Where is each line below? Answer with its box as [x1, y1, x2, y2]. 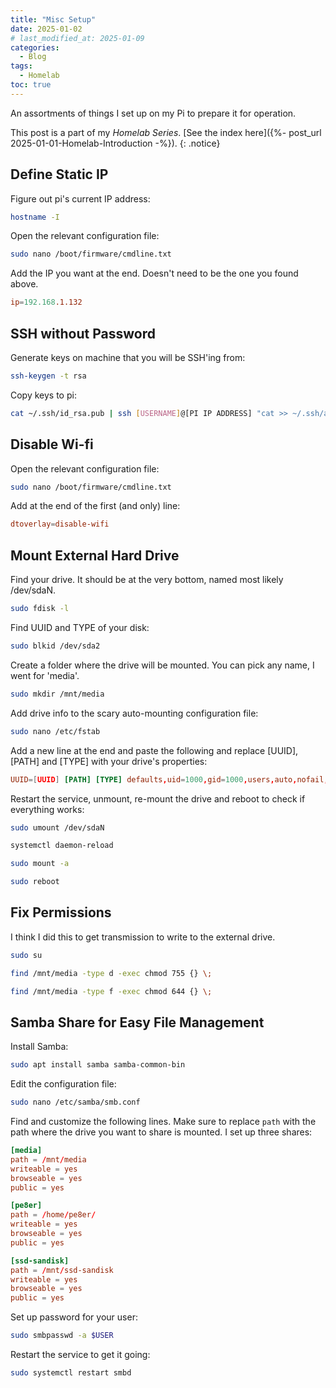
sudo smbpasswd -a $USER [10, 1331, 114, 1341]
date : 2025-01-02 [10, 24, 83, 34]
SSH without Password [10, 325, 156, 342]
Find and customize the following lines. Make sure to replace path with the [10, 1116, 317, 1127]
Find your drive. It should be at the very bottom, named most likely [10, 574, 284, 586]
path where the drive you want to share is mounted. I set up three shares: [10, 1126, 313, 1138]
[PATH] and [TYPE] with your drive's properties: [10, 755, 208, 767]
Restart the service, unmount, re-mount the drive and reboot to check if [10, 792, 306, 805]
